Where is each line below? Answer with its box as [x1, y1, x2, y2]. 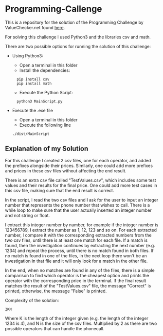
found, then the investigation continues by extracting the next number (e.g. [5, 242, 156, 248]
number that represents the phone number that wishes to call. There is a [5, 202, 150, 208]
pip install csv [17, 77, 50, 82]
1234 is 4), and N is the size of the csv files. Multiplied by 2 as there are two [5, 320, 157, 326]
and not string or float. [5, 212, 50, 218]
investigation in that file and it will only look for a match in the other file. [5, 258, 148, 264]
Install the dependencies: [19, 67, 70, 73]
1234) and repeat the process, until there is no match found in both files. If [5, 248, 154, 253]
